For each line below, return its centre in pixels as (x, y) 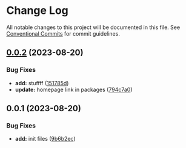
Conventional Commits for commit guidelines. (63, 33)
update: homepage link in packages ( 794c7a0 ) (74, 89)
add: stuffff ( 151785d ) (42, 83)
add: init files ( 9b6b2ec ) (45, 139)
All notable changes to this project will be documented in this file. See (93, 27)
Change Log (37, 11)
